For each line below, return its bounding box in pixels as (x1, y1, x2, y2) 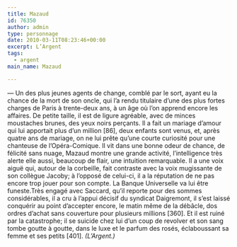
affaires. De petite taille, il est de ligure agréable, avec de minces (7, 111, 196, 120)
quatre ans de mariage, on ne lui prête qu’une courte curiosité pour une (7, 134, 216, 142)
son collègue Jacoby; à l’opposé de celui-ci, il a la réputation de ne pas (7, 171, 214, 180)
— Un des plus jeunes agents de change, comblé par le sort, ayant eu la (7, 88, 217, 97)
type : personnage (7, 30, 59, 38)
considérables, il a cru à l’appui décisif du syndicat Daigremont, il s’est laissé (7, 194, 231, 202)
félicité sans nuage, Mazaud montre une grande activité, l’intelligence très (7, 149, 223, 157)
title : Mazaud (7, 10, 50, 18)
